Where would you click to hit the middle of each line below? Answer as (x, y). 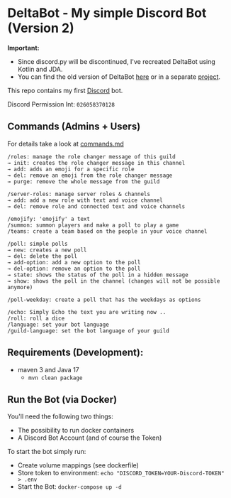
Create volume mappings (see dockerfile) (78, 465)
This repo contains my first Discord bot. (65, 90)
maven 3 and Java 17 (48, 369)
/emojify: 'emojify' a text (49, 219)
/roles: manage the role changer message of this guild (91, 157)
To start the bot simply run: (47, 452)
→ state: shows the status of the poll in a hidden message (98, 275)
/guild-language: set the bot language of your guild (89, 331)
